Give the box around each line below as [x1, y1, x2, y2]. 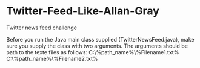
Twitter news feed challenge [6, 24, 78, 31]
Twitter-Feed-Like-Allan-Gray [6, 4, 159, 18]
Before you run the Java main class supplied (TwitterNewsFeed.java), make [6, 36, 195, 43]
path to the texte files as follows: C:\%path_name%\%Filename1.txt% [6, 48, 179, 55]
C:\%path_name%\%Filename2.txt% [6, 55, 98, 62]
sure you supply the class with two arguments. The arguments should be [6, 42, 188, 49]
